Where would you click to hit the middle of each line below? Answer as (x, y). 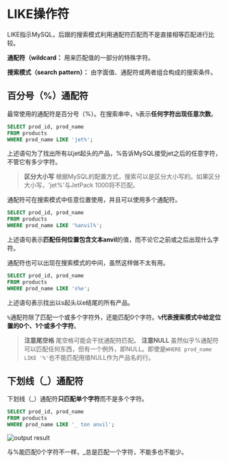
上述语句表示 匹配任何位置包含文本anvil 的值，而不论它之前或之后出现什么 (110, 240)
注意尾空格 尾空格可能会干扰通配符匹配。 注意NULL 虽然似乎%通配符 (121, 340)
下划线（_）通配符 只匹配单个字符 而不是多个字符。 (78, 399)
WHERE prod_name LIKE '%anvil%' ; (55, 226)
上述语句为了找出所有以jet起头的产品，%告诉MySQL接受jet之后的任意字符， (114, 153)
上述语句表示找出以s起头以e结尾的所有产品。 (71, 302)
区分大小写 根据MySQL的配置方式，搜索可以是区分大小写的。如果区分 (122, 176)
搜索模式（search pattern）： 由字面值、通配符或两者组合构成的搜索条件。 (112, 72)
